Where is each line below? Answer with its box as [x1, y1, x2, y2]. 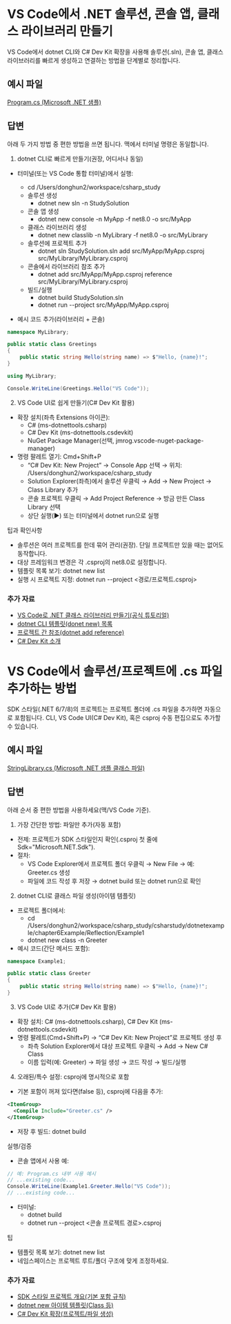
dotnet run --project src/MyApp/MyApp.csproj [37, 301, 169, 309]
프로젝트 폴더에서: [17, 906, 66, 914]
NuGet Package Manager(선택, [27, 436, 115, 445]
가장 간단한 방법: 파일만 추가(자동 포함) [17, 820, 121, 828]
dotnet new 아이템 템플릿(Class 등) [17, 1301, 114, 1310]
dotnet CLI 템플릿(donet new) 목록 [17, 619, 113, 628]
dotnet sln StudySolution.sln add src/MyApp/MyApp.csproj [37, 246, 205, 255]
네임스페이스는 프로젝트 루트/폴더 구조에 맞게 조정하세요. [17, 1256, 169, 1265]
